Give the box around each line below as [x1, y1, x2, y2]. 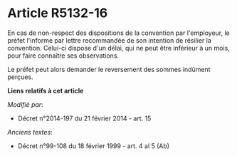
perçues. [7, 73, 33, 81]
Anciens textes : [7, 128, 53, 136]
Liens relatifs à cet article [7, 86, 84, 95]
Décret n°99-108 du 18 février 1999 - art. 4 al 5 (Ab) [17, 141, 169, 150]
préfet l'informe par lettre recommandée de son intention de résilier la [7, 36, 212, 44]
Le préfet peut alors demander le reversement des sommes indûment [7, 65, 211, 73]
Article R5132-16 [7, 5, 108, 21]
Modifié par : [7, 100, 44, 108]
